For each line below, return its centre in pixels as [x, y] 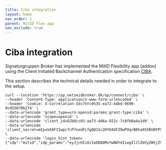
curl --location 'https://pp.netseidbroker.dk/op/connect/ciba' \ [75, 95]
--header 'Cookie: [24, 104]
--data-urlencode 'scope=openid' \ [42, 117]
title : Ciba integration [31, 10]
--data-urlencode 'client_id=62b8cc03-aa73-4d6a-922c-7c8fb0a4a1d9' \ [79, 121]
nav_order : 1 [19, 19]
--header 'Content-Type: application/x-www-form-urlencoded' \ [72, 100]
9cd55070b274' [20, 108]
